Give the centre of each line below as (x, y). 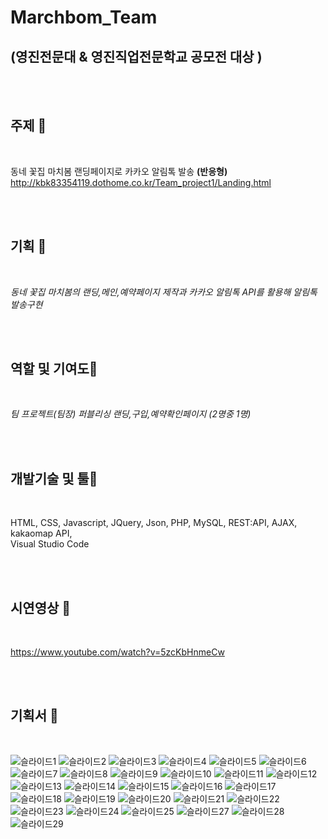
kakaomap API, (41, 533)
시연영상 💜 (41, 607)
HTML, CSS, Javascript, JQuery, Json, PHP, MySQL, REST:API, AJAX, (154, 523)
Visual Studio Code (50, 544)
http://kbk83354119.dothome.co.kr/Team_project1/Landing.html (141, 182)
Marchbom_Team (84, 17)
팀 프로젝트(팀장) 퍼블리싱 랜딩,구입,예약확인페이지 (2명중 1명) (131, 414)
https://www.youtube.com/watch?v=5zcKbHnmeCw (117, 652)
